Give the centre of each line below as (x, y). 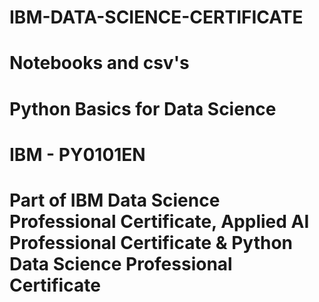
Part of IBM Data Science (115, 200)
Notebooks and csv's (99, 63)
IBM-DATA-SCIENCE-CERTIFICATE (156, 17)
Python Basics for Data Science (143, 108)
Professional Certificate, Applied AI (159, 221)
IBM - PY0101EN (77, 154)
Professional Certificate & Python (151, 242)
